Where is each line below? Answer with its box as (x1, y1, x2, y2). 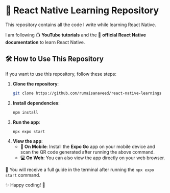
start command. (5, 172, 41, 178)
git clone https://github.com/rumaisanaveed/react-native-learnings (12, 91, 162, 96)
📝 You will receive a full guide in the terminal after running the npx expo (5, 166, 154, 173)
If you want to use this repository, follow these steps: (5, 71, 116, 77)
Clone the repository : (12, 80, 59, 87)
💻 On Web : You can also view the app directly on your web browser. (20, 155, 165, 161)
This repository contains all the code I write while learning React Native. (5, 22, 157, 28)
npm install (12, 110, 38, 115)
